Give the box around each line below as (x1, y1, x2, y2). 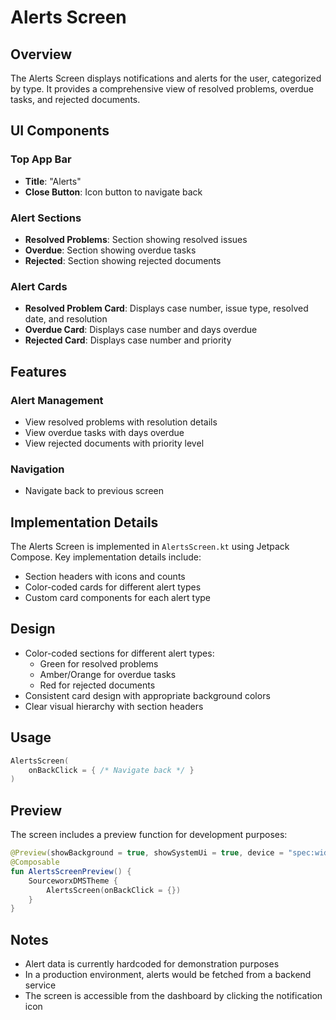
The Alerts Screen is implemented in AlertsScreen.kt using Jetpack (10, 541, 290, 553)
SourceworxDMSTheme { (28, 876, 118, 886)
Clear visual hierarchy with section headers (24, 700, 204, 712)
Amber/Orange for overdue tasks (39, 668, 177, 680)
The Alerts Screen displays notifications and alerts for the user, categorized (10, 72, 322, 84)
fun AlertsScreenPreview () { (10, 866, 132, 876)
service (24, 979, 57, 991)
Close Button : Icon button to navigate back (24, 186, 203, 198)
